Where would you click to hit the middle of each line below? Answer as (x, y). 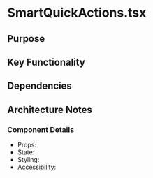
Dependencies (39, 86)
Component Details (41, 129)
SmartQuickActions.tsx (77, 13)
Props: (27, 145)
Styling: (28, 160)
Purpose (26, 39)
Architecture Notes (50, 110)
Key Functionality (46, 62)
